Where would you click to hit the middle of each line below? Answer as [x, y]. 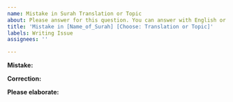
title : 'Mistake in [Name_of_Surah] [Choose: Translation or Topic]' [111, 26]
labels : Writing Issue [40, 33]
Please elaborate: [33, 92]
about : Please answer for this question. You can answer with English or [117, 20]
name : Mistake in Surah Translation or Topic [74, 14]
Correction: [24, 79]
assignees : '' [28, 40]
